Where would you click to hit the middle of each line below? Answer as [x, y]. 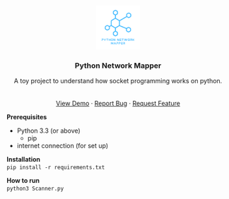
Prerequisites [27, 117]
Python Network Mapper [118, 66]
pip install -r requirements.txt [56, 168]
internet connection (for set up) [63, 146]
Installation [23, 159]
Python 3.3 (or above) [48, 131]
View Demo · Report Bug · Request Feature [118, 104]
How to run [23, 181]
